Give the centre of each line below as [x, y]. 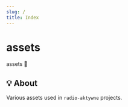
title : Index [23, 18]
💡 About [22, 83]
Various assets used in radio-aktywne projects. [64, 98]
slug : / [16, 12]
